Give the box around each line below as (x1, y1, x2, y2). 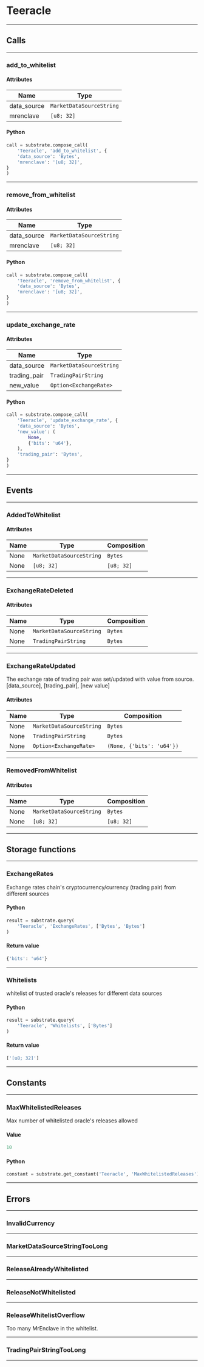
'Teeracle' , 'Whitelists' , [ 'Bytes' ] (17, 1023, 113, 1029)
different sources (6, 890, 50, 897)
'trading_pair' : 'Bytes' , (17, 451, 83, 457)
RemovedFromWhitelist (6, 766, 77, 775)
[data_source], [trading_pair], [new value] (6, 682, 110, 689)
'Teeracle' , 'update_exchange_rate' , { (17, 417, 118, 424)
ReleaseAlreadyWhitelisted (6, 1265, 89, 1274)
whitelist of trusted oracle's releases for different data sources (6, 989, 163, 997)
